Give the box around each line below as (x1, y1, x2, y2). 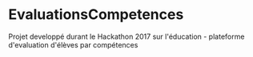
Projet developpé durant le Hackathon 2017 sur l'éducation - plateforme (8, 32, 245, 41)
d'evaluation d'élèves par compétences (8, 40, 139, 49)
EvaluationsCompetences (8, 6, 184, 24)
